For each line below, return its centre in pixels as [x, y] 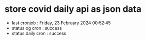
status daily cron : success [39, 33]
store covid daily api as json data [73, 9]
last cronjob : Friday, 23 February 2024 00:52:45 [61, 23]
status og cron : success [37, 28]
